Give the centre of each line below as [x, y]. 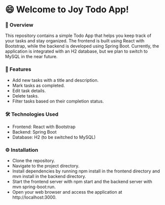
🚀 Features [18, 69]
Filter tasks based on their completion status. [58, 101]
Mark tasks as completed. [38, 85]
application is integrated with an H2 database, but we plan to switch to [77, 51]
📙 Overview [19, 25]
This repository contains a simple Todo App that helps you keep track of [78, 35]
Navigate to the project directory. [46, 166]
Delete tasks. [26, 96]
